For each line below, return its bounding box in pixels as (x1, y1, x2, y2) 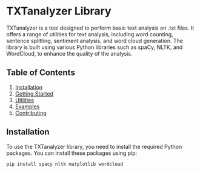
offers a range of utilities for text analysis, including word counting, (6, 30, 174, 38)
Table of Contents (6, 68, 76, 78)
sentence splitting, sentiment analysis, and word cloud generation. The (6, 37, 184, 44)
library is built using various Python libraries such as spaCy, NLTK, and (6, 44, 183, 51)
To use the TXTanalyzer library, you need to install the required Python (6, 143, 182, 150)
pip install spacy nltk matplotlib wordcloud (6, 161, 123, 167)
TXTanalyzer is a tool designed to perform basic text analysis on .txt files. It (6, 24, 195, 31)
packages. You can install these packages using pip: (6, 149, 138, 157)
